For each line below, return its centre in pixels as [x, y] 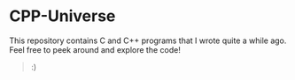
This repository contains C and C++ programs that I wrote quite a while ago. [148, 40]
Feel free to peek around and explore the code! [95, 49]
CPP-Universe [62, 16]
